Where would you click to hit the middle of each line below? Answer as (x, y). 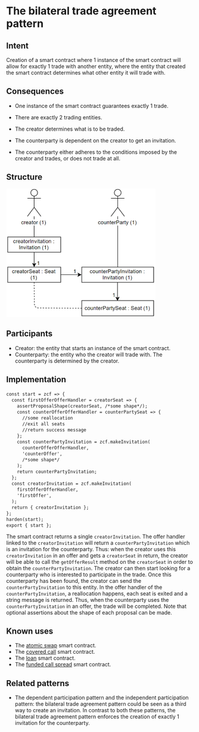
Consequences (35, 92)
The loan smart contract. (45, 658)
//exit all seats (43, 424)
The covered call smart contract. (55, 652)
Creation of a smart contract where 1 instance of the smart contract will (94, 60)
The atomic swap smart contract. (55, 645)
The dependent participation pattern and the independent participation (102, 698)
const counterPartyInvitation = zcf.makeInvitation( (84, 442)
